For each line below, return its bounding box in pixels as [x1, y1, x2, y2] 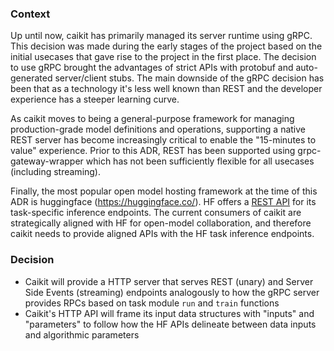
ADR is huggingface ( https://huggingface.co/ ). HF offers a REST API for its [10, 196, 317, 208]
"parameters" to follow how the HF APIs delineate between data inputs [24, 318, 317, 330]
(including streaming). [10, 166, 102, 178]
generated [10, 72, 53, 84]
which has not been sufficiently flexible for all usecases [85, 155, 315, 167]
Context [10, 7, 51, 21]
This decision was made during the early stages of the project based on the [10, 40, 323, 52]
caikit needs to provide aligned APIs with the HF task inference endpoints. [10, 228, 315, 240]
